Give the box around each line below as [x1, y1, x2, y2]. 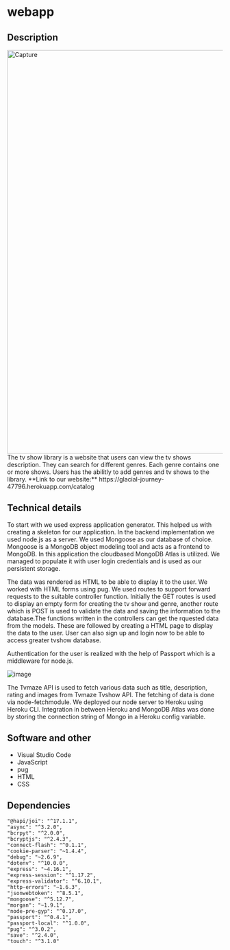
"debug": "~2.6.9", [7, 854, 63, 861]
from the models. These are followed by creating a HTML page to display [7, 621, 214, 629]
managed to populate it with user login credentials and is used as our [7, 557, 202, 565]
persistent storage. [7, 564, 60, 572]
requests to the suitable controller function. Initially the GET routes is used [7, 592, 216, 600]
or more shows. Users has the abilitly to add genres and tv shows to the [7, 468, 210, 476]
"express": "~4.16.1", [7, 866, 72, 873]
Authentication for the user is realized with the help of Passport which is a [7, 649, 216, 657]
